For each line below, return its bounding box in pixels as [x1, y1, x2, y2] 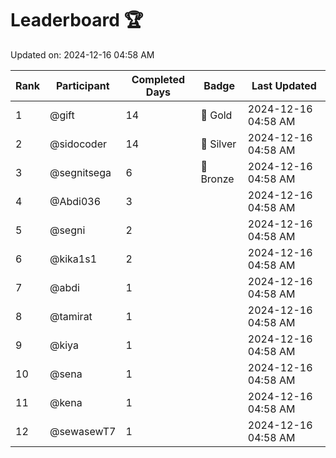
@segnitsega [49, 165, 112, 179]
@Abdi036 [49, 194, 102, 208]
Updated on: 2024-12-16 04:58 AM [10, 48, 155, 61]
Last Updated [251, 78, 317, 92]
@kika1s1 [49, 252, 98, 266]
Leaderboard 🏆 [10, 9, 144, 32]
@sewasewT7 [49, 424, 117, 438]
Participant [55, 78, 110, 92]
